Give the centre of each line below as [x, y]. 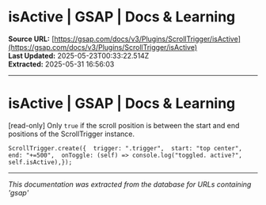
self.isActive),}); [40, 162]
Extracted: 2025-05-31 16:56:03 [61, 64]
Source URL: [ [31, 39]
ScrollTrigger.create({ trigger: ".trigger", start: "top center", [125, 148]
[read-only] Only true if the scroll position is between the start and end [124, 125]
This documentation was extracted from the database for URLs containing [130, 184]
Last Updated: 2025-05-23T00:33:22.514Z [79, 55]
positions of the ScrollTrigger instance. [71, 134]
